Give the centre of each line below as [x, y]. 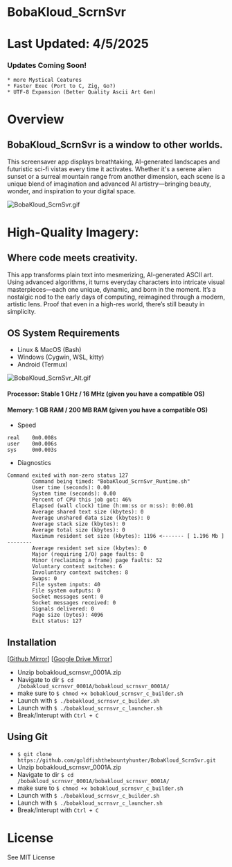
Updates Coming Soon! [47, 65]
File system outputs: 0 [66, 591]
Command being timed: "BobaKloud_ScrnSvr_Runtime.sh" [111, 482]
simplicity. [21, 311]
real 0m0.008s [32, 438]
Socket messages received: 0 [74, 603]
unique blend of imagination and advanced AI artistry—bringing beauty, [109, 184]
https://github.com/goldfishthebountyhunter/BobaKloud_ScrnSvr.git [116, 760]
